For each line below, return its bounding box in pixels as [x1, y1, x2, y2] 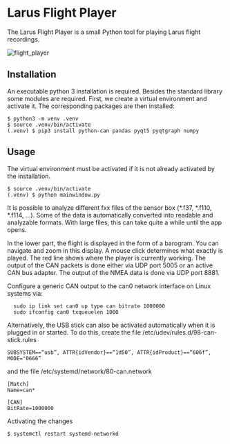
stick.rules [7, 335, 37, 344]
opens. [7, 225, 27, 233]
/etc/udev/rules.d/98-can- [142, 328, 218, 337]
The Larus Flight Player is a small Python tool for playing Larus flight [7, 28, 201, 36]
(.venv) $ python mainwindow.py [7, 191, 100, 198]
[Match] [7, 380, 30, 387]
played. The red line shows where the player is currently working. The [7, 254, 206, 262]
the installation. [7, 172, 50, 180]
